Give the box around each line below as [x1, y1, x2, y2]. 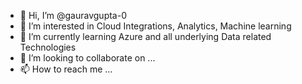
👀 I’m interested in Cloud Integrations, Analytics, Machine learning [19, 20, 292, 32]
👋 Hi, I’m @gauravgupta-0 [19, 10, 127, 21]
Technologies [19, 41, 77, 53]
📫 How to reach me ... [19, 63, 113, 75]
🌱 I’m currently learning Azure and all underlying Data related [19, 31, 272, 42]
